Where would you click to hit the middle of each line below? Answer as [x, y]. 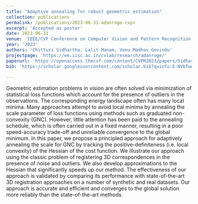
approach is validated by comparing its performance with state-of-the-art [95, 176]
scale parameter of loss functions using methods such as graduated [89, 113]
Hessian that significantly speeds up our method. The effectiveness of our [96, 170]
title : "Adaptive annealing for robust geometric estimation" [84, 11]
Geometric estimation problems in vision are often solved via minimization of [99, 88]
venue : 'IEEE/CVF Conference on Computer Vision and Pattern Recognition [99, 39]
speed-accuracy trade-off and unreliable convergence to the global [88, 132]
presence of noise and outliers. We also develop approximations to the [92, 163]
